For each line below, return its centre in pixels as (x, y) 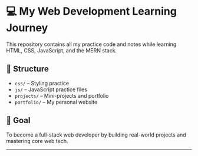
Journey (27, 28)
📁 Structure (27, 69)
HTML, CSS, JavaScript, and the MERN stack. (62, 50)
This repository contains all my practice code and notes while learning (91, 44)
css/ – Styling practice (42, 83)
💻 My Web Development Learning (91, 11)
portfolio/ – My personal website (56, 102)
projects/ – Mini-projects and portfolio (62, 95)
